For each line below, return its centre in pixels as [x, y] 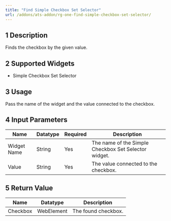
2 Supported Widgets [40, 63]
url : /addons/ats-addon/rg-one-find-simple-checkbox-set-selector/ [78, 15]
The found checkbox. [98, 211]
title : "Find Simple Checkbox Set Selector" [53, 10]
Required [76, 134]
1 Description [26, 35]
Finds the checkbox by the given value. [46, 48]
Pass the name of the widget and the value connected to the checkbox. [80, 104]
